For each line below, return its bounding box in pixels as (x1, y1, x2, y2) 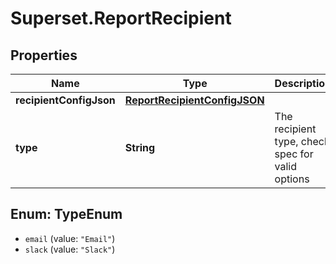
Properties (10, 47, 78, 64)
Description (274, 77, 332, 90)
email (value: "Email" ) (24, 232, 116, 244)
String (124, 141, 156, 154)
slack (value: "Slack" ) (24, 243, 116, 255)
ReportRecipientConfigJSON (124, 93, 265, 107)
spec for (274, 147, 314, 161)
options (274, 172, 310, 186)
